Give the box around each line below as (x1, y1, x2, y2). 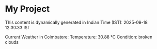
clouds (5, 39, 19, 45)
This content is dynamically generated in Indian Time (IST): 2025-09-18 (5, 19, 148, 25)
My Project (5, 3, 50, 15)
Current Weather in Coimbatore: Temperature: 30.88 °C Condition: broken (5, 34, 153, 40)
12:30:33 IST (5, 24, 31, 30)
